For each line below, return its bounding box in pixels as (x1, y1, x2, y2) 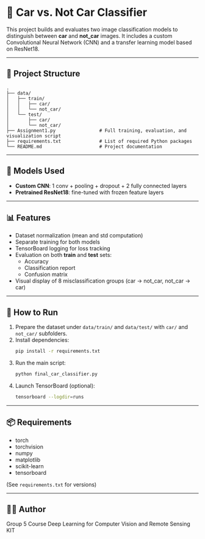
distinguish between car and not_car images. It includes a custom (6, 32, 173, 39)
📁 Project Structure (6, 68, 81, 79)
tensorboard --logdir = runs (15, 394, 84, 400)
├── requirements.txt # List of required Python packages (6, 138, 192, 144)
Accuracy (24, 258, 49, 265)
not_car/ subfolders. (15, 330, 68, 338)
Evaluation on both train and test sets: (15, 251, 112, 259)
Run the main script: (15, 360, 66, 367)
